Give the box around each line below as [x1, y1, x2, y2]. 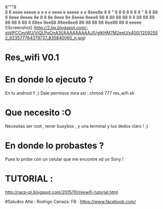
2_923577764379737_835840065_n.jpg [5, 35, 84, 41]
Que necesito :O [5, 107, 71, 118]
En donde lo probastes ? [5, 140, 104, 151]
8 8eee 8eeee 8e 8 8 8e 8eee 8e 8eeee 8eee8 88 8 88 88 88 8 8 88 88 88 [5, 15, 155, 20]
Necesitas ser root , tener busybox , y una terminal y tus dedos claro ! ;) [5, 123, 148, 129]
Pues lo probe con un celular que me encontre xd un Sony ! [5, 156, 124, 162]
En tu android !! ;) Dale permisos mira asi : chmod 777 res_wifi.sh [5, 90, 135, 96]
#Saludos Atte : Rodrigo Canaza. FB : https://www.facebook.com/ [5, 198, 136, 204]
